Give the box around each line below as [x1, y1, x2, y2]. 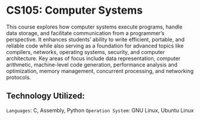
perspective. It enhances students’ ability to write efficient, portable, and [6, 36, 185, 43]
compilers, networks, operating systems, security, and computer [6, 48, 165, 55]
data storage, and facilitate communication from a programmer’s [6, 29, 165, 36]
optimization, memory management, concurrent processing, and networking [6, 67, 194, 74]
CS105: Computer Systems [6, 4, 143, 17]
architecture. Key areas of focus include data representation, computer [6, 55, 181, 62]
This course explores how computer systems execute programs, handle [6, 23, 183, 30]
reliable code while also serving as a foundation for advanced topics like [6, 42, 184, 49]
